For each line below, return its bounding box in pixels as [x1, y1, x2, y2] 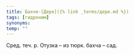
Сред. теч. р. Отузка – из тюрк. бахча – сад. [6, 42, 118, 49]
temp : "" [6, 25, 28, 32]
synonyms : [6, 20, 31, 26]
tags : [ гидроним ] [6, 14, 49, 20]
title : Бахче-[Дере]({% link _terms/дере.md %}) [6, 8, 129, 15]
